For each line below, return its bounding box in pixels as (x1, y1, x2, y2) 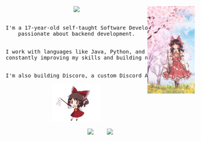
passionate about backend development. (18, 30, 136, 37)
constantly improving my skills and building (5, 54, 142, 61)
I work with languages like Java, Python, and (5, 48, 145, 55)
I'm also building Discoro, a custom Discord (5, 72, 142, 79)
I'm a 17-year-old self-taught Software (5, 24, 127, 31)
